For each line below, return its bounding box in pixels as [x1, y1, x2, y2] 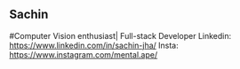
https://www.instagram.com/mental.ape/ [9, 49, 158, 60]
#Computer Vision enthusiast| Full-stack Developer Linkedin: [9, 30, 232, 41]
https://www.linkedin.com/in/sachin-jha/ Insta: [9, 40, 180, 50]
